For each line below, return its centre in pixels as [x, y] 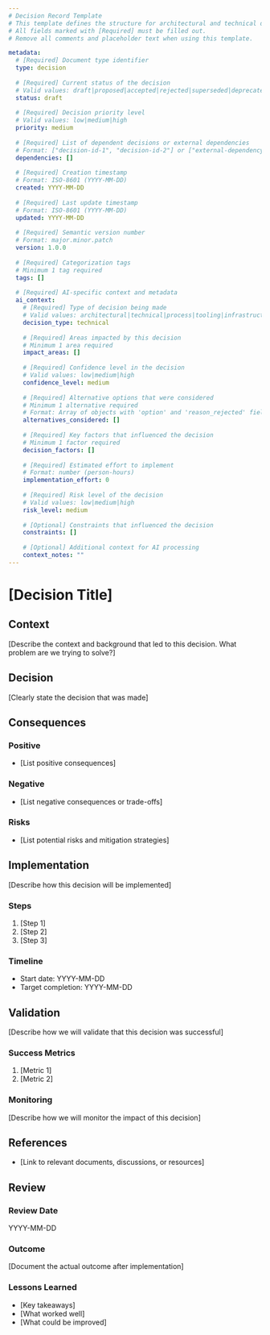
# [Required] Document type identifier [82, 60]
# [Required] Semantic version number [81, 233]
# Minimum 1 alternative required [80, 405]
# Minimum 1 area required [68, 345]
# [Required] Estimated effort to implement [98, 465]
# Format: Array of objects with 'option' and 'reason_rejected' [135, 413]
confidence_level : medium [66, 383]
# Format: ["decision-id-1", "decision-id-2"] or [100, 150]
